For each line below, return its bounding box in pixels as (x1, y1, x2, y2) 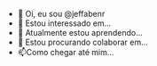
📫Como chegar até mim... (17, 47, 114, 57)
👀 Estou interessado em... (17, 18, 112, 29)
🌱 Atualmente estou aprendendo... (17, 28, 144, 37)
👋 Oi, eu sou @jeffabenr (17, 9, 106, 19)
